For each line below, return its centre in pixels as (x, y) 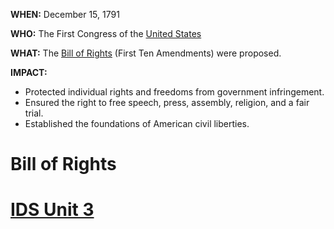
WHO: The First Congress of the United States (106, 33)
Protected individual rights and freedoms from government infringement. (174, 92)
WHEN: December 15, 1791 (65, 14)
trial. (34, 113)
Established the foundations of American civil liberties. (137, 123)
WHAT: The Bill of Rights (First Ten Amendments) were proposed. (146, 53)
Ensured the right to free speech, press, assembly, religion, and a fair (167, 102)
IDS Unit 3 (52, 210)
